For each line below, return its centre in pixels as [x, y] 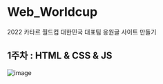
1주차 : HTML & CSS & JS [60, 56]
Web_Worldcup [52, 12]
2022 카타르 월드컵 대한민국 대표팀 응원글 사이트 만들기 [82, 32]
